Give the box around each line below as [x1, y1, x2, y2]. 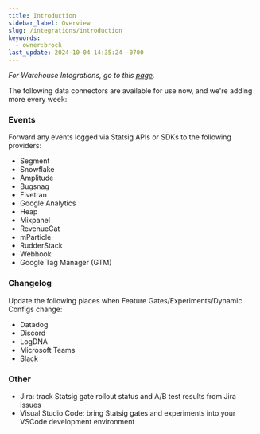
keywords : [8, 33, 41, 42]
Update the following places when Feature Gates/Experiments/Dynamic [8, 295, 243, 305]
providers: [8, 141, 42, 151]
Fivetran [19, 190, 48, 200]
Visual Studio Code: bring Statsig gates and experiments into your [19, 408, 236, 418]
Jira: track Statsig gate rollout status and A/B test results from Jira [19, 391, 237, 401]
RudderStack [19, 240, 63, 251]
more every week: [8, 95, 68, 104]
